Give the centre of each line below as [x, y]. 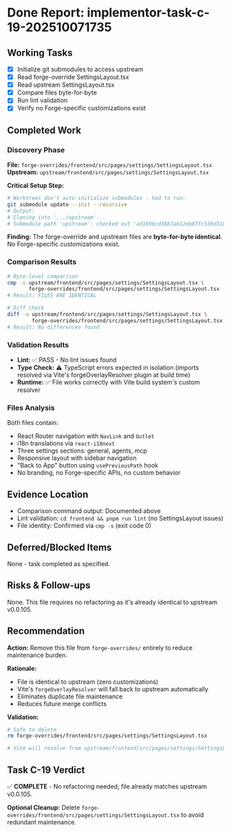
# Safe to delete [32, 729]
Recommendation [46, 631]
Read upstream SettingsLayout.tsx [66, 85]
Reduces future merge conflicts [62, 703]
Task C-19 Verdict [46, 770]
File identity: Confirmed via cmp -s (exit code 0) [84, 526]
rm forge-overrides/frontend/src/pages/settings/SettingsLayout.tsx [107, 736]
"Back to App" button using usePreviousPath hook [88, 466]
